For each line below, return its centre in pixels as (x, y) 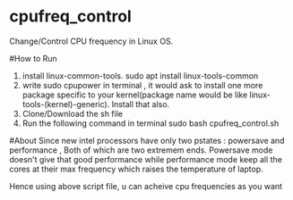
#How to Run (34, 58)
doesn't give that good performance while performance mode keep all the (146, 159)
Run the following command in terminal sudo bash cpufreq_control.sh (151, 123)
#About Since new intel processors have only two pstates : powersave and (147, 140)
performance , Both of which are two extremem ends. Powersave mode (141, 150)
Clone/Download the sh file (73, 113)
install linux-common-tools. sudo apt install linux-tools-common (140, 75)
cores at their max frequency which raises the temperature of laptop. (137, 169)
